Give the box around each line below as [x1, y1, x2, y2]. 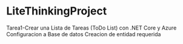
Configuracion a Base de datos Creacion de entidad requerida [6, 30, 161, 37]
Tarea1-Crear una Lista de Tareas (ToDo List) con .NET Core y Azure [6, 24, 177, 31]
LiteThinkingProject [6, 4, 107, 18]
